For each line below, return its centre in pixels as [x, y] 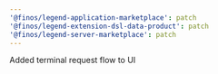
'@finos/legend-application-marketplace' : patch [103, 18]
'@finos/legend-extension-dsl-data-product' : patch [109, 26]
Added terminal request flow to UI [73, 60]
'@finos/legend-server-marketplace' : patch [93, 34]
